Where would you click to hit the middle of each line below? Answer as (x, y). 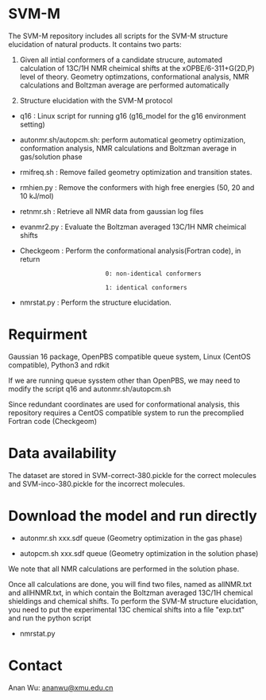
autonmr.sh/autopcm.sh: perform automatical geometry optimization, (133, 139)
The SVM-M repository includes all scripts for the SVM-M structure (118, 36)
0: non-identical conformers (153, 274)
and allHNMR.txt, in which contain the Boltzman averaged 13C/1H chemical (131, 593)
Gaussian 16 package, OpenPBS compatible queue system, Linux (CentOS (130, 356)
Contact (35, 665)
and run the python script (50, 618)
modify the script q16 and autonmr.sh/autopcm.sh (90, 389)
